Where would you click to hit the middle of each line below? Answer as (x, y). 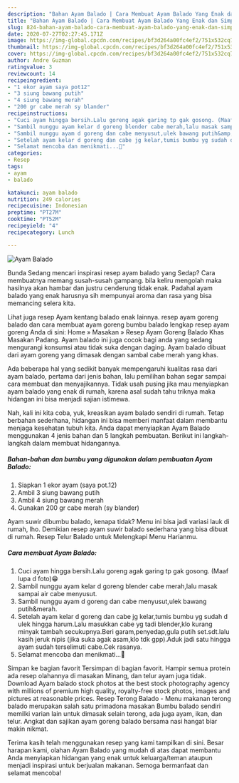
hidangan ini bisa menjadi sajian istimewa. (69, 399)
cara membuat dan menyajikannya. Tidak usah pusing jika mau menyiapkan (118, 384)
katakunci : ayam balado (43, 193)
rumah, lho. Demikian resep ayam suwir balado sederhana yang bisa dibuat (118, 529)
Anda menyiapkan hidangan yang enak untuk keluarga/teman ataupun (110, 757)
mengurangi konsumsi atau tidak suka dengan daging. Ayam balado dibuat (117, 347)
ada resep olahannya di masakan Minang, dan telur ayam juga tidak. (107, 675)
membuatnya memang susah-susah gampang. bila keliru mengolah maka (115, 280)
